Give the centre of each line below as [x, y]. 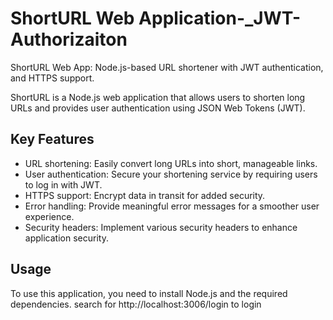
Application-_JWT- [220, 18]
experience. [49, 216]
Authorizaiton [69, 39]
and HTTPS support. [52, 78]
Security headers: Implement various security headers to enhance [161, 227]
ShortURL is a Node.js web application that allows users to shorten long [158, 97]
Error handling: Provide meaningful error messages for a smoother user [172, 206]
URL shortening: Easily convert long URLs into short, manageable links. [171, 163]
